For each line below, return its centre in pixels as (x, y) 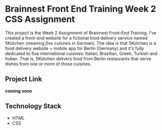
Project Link (24, 79)
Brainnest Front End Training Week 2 (81, 9)
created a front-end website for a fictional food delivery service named (76, 38)
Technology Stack (33, 106)
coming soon (19, 91)
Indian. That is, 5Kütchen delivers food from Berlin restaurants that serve (78, 58)
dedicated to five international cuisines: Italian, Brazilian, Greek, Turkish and (81, 53)
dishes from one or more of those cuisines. (48, 64)
